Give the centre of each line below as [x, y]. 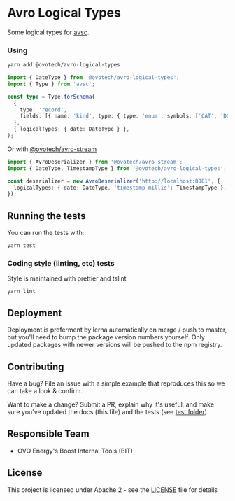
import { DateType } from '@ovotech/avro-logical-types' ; [93, 78]
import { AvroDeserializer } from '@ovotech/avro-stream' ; [95, 162]
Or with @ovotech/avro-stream [52, 149]
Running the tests [47, 216]
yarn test [22, 246]
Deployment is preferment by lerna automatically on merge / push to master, [117, 330]
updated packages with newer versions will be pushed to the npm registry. [115, 345]
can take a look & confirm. [45, 390]
